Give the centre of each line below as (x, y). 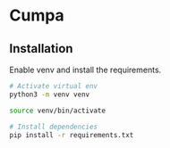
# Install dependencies (54, 127)
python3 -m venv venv (50, 95)
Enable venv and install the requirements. (85, 70)
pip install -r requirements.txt (72, 135)
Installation (41, 49)
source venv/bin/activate (57, 111)
